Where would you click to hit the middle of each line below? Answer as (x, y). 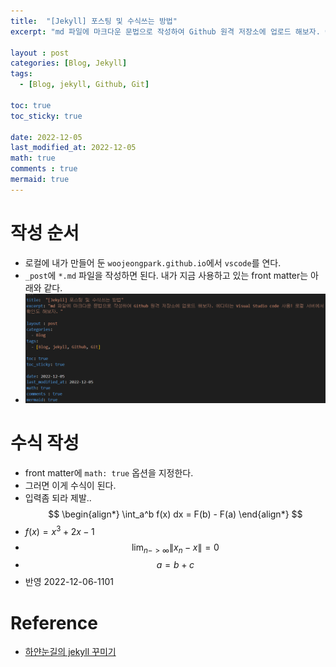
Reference (54, 622)
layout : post (40, 53)
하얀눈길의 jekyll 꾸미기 (70, 652)
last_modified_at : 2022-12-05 (73, 148)
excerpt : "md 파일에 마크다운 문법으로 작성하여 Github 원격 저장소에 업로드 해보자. (165, 31)
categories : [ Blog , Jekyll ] (69, 63)
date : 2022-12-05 (46, 137)
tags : (21, 74)
